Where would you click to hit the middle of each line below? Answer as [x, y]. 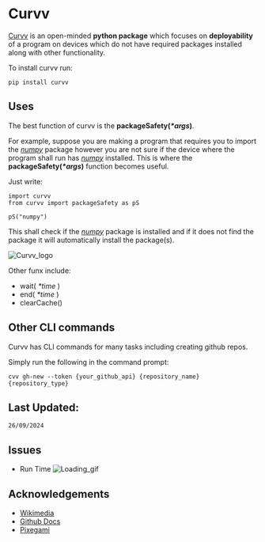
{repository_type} [38, 383]
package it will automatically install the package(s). [91, 240]
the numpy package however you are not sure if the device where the [121, 149]
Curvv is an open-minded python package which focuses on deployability [131, 36]
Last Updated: [44, 407]
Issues [25, 450]
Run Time [35, 469]
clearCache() [41, 302]
